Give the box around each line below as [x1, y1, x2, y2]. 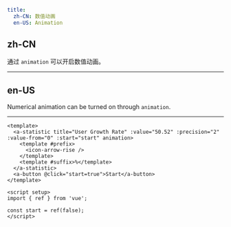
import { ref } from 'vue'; [7, 195, 88, 202]
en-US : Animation [13, 19, 63, 26]
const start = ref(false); [7, 207, 85, 214]
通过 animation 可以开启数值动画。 [7, 57, 105, 66]
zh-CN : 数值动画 [13, 12, 56, 20]
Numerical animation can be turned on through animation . [7, 103, 171, 111]
